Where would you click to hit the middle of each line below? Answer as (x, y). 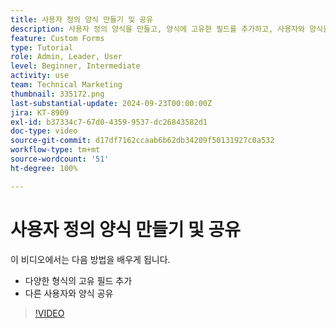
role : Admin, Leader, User (66, 57)
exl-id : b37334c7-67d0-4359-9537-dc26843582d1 (109, 122)
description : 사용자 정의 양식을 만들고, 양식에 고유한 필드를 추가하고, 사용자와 (157, 29)
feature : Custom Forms (57, 38)
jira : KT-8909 (40, 112)
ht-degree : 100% (44, 168)
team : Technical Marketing (66, 85)
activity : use (40, 76)
